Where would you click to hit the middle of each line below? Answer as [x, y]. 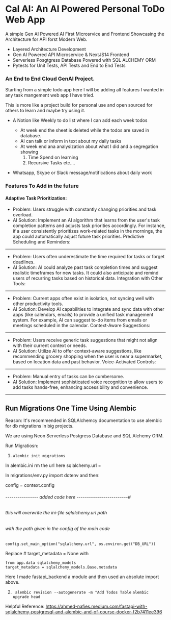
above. [12, 582]
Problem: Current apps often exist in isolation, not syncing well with [83, 299]
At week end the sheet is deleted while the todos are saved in [84, 130]
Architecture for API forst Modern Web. [46, 39]
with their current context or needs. [50, 345]
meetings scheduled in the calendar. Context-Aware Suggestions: [81, 326]
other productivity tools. [38, 304]
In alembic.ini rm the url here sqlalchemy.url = [53, 465]
